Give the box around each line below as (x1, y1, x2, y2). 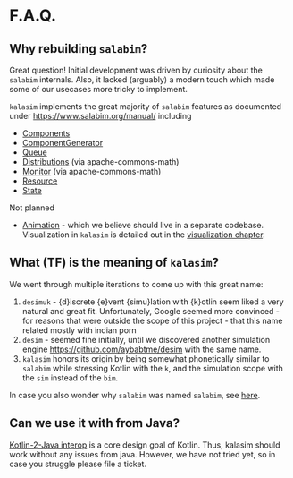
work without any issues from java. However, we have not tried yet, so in (9, 448, 276, 459)
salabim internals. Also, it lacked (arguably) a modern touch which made (9, 74, 275, 85)
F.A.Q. (9, 5, 56, 26)
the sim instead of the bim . (21, 372, 119, 383)
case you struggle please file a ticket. (9, 458, 147, 469)
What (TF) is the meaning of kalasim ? (9, 255, 219, 270)
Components (21, 128, 71, 139)
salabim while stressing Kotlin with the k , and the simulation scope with (21, 363, 284, 373)
